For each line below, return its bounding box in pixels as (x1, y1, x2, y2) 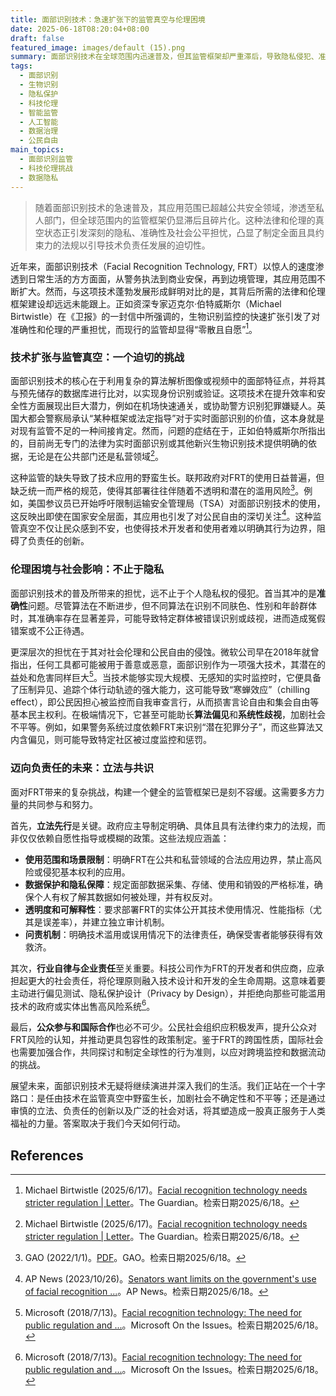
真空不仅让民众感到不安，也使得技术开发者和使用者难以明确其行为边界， (18, 522, 317, 535)
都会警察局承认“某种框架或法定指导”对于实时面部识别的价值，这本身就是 (27, 412, 325, 425)
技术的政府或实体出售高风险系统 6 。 (10, 998, 156, 1012)
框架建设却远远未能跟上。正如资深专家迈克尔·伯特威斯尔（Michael (10, 297, 282, 310)
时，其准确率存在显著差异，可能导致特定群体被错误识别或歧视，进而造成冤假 (10, 612, 326, 624)
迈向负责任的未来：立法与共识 (10, 761, 155, 775)
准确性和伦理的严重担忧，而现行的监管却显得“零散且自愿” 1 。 (10, 321, 258, 335)
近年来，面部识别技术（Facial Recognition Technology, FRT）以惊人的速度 (10, 260, 316, 272)
